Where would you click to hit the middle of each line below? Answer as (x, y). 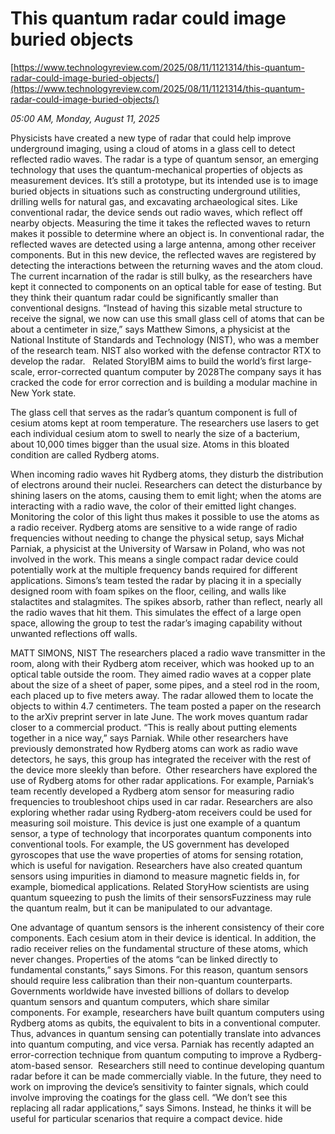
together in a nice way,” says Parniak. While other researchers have (149, 738)
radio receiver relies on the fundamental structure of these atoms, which (159, 948)
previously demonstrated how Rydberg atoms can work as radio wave (154, 748)
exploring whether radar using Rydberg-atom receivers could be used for (161, 812)
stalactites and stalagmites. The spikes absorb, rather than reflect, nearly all (166, 601)
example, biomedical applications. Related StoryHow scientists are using (160, 886)
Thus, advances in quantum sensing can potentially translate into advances (166, 1033)
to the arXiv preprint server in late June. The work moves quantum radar (159, 716)
